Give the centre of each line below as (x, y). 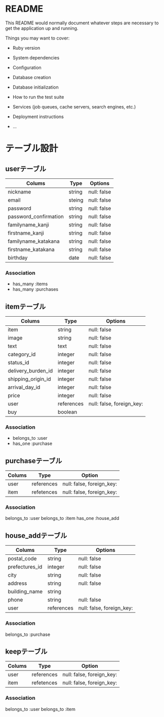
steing (76, 200)
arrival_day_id (24, 387)
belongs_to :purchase (28, 634)
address (17, 583)
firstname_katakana (31, 249)
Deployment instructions (38, 117)
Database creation (32, 77)
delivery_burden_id (30, 371)
